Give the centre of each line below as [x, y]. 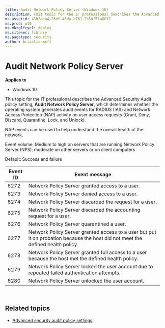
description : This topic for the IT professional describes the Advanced [82, 14]
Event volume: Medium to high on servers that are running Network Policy [80, 144]
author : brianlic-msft [28, 42]
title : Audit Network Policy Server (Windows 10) [57, 10]
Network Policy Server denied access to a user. [83, 194]
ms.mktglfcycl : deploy [28, 28]
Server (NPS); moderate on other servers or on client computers [70, 149]
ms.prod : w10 [18, 23]
